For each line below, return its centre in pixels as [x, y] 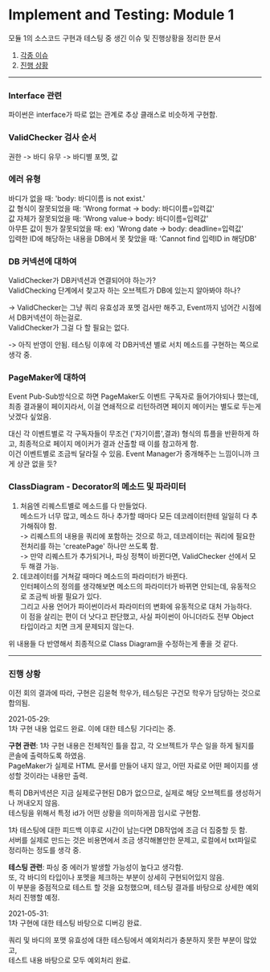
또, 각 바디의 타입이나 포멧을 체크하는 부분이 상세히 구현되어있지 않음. [117, 877]
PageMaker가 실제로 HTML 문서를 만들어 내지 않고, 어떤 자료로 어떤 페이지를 [129, 766]
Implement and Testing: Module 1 [121, 15]
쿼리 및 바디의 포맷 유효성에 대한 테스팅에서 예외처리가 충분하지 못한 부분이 [125, 940]
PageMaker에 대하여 [47, 378]
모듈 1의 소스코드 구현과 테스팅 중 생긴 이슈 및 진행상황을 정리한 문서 [115, 38]
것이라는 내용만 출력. [55, 776]
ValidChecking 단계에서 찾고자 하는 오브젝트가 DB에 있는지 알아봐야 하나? [125, 290]
